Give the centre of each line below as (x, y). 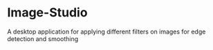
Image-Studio (47, 13)
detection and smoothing (43, 38)
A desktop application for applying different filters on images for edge (106, 32)
